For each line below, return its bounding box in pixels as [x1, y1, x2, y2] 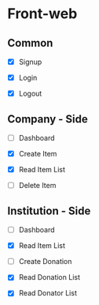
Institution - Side [7, 204, 91, 217]
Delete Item [18, 181, 57, 190]
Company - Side [7, 112, 88, 126]
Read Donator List [18, 288, 78, 298]
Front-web [7, 5, 78, 23]
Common [7, 36, 53, 50]
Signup [18, 57, 42, 66]
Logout [18, 88, 42, 99]
